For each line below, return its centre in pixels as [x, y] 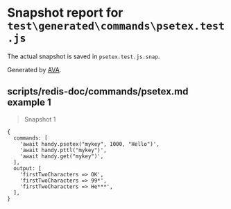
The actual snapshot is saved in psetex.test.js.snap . [84, 56]
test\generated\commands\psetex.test [116, 26]
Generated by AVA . [34, 69]
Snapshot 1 [40, 119]
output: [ [27, 168]
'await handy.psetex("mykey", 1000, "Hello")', [89, 144]
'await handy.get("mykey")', [62, 156]
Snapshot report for [65, 13]
